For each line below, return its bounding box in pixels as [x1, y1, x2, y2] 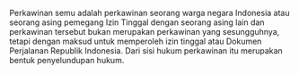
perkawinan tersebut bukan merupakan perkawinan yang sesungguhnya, [9, 27, 280, 37]
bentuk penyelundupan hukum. [9, 55, 125, 65]
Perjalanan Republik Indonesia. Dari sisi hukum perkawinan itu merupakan [9, 45, 283, 56]
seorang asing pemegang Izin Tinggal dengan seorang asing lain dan [9, 17, 265, 28]
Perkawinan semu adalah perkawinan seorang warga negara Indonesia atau [9, 8, 290, 18]
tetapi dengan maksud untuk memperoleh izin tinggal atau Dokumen [9, 36, 262, 46]
